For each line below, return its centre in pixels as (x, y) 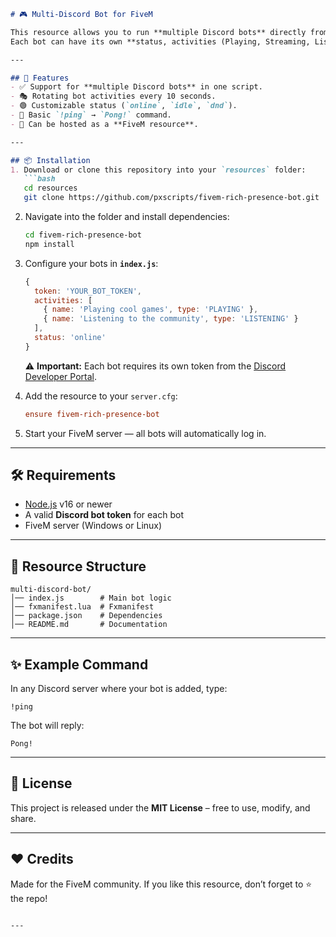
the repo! (29, 898)
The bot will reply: (47, 726)
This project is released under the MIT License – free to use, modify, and (160, 807)
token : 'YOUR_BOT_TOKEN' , (88, 291)
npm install (49, 244)
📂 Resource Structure (78, 566)
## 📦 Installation (50, 160)
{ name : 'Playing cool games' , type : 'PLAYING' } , (151, 310)
